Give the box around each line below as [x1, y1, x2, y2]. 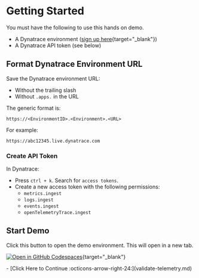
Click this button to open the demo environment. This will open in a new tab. [6, 242, 194, 249]
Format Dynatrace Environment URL [6, 59, 143, 69]
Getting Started [6, 4, 85, 18]
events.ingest [23, 203, 59, 209]
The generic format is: [6, 104, 61, 112]
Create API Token [6, 152, 58, 160]
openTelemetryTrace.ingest [23, 210, 91, 216]
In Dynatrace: [6, 165, 39, 172]
